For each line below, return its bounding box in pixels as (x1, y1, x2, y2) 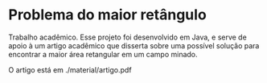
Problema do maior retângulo (8, 6, 207, 24)
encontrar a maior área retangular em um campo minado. (8, 49, 199, 59)
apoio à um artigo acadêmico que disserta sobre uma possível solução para (8, 40, 260, 50)
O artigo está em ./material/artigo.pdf (8, 64, 132, 74)
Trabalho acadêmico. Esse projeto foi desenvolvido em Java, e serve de (8, 32, 247, 42)
